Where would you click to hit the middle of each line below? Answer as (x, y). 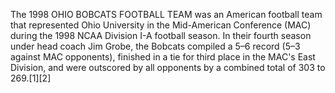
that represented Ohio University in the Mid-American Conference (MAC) (161, 25)
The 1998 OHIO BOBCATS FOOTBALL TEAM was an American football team (166, 14)
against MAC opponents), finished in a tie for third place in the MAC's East (163, 57)
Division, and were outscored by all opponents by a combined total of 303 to (168, 67)
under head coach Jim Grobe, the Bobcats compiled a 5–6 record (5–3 (155, 46)
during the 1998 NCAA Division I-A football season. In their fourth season (161, 35)
